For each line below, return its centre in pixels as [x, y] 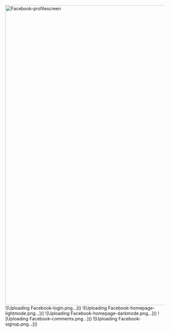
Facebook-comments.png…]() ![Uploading [74, 319]
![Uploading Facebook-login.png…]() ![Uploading [56, 308]
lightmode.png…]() [25, 313]
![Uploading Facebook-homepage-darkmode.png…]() [101, 313]
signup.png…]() [22, 324]
